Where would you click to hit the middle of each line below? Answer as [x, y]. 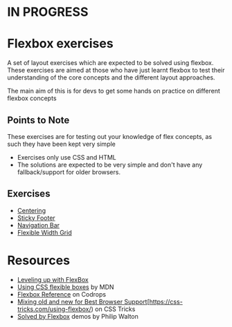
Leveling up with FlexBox [53, 279]
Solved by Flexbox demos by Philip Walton [78, 316]
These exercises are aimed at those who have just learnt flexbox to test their [116, 71]
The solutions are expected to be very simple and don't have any [110, 165]
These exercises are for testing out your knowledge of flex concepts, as [110, 136]
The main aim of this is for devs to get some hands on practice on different [114, 91]
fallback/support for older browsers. [69, 172]
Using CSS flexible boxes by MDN [65, 287]
